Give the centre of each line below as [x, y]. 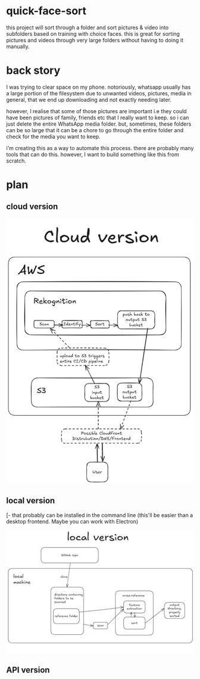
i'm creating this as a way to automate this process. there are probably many [100, 148]
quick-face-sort [46, 11]
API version [28, 670]
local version [31, 501]
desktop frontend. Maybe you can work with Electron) [72, 521]
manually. [18, 46]
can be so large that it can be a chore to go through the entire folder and [95, 130]
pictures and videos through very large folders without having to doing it [95, 40]
